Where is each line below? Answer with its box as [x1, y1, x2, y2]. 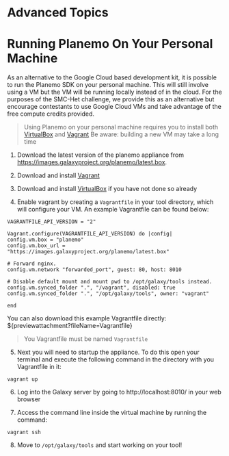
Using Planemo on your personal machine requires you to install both [23, 123, 219, 131]
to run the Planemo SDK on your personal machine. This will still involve [7, 81, 209, 89]
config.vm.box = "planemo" [7, 236, 84, 244]
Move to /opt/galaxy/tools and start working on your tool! [16, 441, 183, 449]
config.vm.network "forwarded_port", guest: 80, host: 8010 [7, 266, 183, 273]
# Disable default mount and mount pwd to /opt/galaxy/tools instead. [7, 279, 213, 286]
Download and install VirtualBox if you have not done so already [16, 185, 198, 193]
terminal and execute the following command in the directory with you [16, 355, 214, 364]
